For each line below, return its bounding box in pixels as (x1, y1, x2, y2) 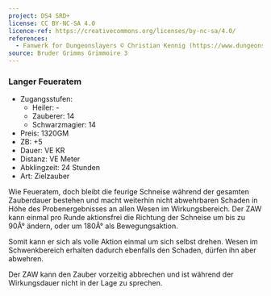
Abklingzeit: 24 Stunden (19, 163, 101, 173)
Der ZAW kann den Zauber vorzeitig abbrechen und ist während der (8, 269, 234, 279)
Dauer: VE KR (19, 146, 65, 156)
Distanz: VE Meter (19, 154, 81, 164)
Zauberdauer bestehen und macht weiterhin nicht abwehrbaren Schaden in (8, 195, 258, 206)
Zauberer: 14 (31, 111, 75, 121)
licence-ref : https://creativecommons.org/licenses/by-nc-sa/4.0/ (8, 27, 236, 35)
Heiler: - (31, 102, 60, 113)
